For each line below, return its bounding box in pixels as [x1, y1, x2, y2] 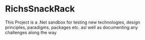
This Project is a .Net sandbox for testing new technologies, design [5, 19, 141, 25]
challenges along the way [5, 29, 57, 35]
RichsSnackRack [5, 3, 75, 14]
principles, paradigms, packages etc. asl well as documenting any [5, 24, 138, 30]
